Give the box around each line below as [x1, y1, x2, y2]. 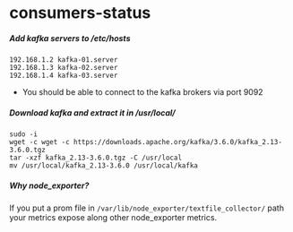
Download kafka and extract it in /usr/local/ [9, 107, 177, 118]
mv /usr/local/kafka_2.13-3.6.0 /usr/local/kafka [9, 161, 199, 170]
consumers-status [9, 3, 151, 23]
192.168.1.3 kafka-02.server [9, 64, 118, 73]
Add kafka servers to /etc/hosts [9, 32, 131, 43]
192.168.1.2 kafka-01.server [9, 56, 118, 64]
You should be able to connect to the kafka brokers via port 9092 [22, 87, 263, 98]
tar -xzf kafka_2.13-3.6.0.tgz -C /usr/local [9, 153, 182, 163]
